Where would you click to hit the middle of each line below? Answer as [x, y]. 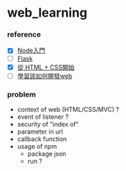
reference [24, 35]
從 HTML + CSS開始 [46, 67]
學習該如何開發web [45, 76]
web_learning [47, 13]
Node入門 [31, 51]
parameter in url [40, 132]
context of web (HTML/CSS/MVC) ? [68, 110]
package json [47, 154]
